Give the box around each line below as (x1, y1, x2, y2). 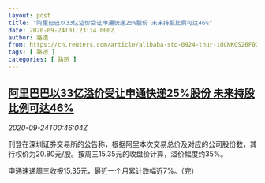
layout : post (8, 11, 51, 20)
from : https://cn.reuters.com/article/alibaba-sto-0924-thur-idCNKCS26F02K (8, 41, 263, 49)
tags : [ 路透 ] (8, 48, 56, 56)
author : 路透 (8, 33, 49, 42)
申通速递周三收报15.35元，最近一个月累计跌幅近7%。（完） (8, 166, 199, 175)
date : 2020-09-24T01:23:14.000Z (8, 26, 114, 34)
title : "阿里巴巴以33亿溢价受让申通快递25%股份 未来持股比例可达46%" (8, 19, 213, 27)
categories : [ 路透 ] (8, 56, 77, 64)
